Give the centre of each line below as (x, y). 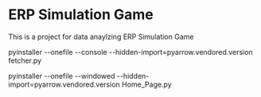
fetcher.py (25, 60)
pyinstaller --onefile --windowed (62, 76)
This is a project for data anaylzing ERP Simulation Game (101, 37)
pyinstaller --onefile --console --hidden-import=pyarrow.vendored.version (130, 52)
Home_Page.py (147, 84)
